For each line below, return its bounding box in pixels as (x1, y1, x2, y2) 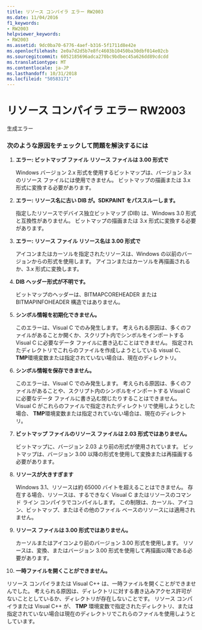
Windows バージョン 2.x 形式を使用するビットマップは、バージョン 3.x (15, 169, 192, 176)
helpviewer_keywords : (7, 31, 61, 37)
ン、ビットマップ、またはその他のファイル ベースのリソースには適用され (15, 507, 196, 514)
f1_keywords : (7, 20, 40, 26)
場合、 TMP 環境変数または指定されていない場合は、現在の (15, 410, 161, 417)
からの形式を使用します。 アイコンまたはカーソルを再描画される (31, 258, 191, 265)
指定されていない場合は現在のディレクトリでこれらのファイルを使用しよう (7, 610, 191, 617)
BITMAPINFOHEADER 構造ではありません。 (15, 299, 124, 306)
